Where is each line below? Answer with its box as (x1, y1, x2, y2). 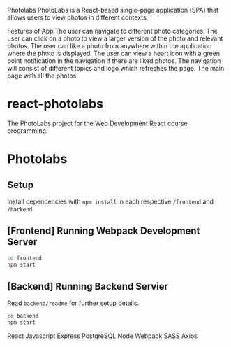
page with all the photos (7, 71, 77, 80)
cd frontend (7, 255, 42, 262)
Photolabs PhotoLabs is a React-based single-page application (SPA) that (7, 6, 218, 14)
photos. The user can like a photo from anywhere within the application (7, 42, 212, 50)
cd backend (7, 313, 39, 320)
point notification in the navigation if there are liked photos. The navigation (7, 57, 221, 65)
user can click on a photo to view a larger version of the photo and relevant (7, 34, 223, 43)
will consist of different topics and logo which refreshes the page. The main (7, 64, 225, 72)
